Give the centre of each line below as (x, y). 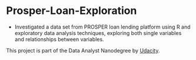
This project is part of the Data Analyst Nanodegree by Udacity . (83, 50)
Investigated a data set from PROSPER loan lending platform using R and (102, 27)
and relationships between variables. (59, 39)
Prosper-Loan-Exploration (72, 11)
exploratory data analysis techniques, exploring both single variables (98, 33)
